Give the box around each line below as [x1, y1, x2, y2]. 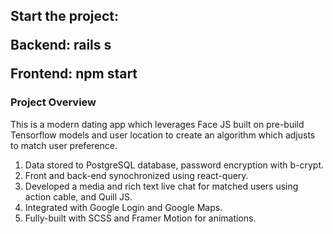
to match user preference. [10, 139, 118, 151]
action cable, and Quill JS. [24, 190, 133, 203]
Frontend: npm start [10, 65, 138, 83]
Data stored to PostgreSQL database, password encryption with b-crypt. [24, 159, 325, 171]
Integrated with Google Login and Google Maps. [24, 201, 223, 213]
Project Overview [10, 95, 97, 109]
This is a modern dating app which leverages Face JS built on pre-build [10, 118, 305, 130]
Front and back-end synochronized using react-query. [24, 169, 249, 181]
